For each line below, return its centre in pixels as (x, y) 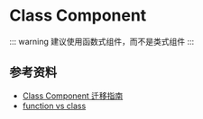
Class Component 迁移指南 (73, 96)
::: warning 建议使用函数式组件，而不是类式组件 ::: (102, 41)
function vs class (54, 106)
